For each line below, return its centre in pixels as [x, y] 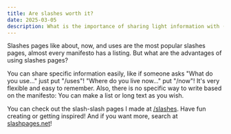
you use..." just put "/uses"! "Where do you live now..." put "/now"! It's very [113, 81]
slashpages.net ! [30, 124]
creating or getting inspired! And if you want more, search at [92, 116]
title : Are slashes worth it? [51, 13]
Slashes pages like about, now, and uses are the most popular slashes [107, 46]
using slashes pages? [38, 60]
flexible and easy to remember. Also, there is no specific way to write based [114, 88]
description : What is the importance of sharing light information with [113, 26]
